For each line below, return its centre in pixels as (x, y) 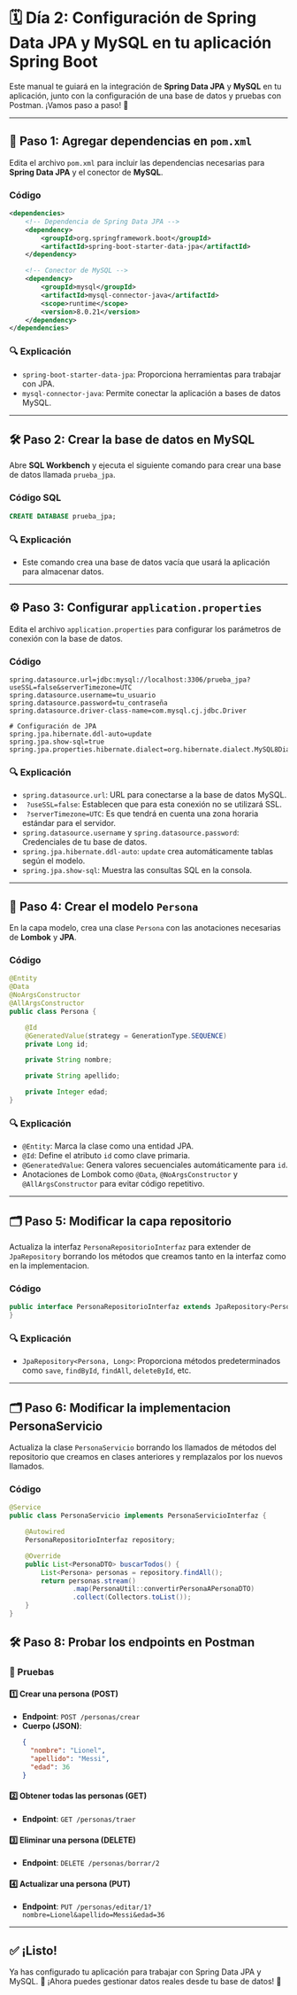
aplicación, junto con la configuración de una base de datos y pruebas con (145, 96)
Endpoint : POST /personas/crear (81, 1717)
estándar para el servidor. (69, 823)
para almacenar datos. (63, 571)
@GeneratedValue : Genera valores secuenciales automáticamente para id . (155, 1165)
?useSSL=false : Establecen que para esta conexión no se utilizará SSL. (154, 805)
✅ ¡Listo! (33, 1950)
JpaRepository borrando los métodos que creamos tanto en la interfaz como (148, 1256)
